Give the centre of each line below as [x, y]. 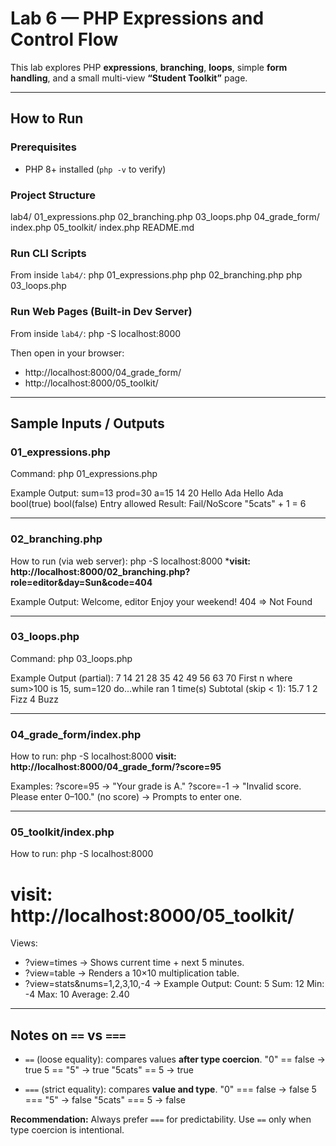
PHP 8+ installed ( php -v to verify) [95, 169]
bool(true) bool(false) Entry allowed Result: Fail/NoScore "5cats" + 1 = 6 [158, 504]
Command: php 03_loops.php [71, 658]
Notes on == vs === [68, 1035]
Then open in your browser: [67, 353]
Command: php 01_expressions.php [84, 474]
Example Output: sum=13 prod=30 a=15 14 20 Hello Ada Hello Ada [147, 493]
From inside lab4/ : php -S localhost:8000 [96, 333]
